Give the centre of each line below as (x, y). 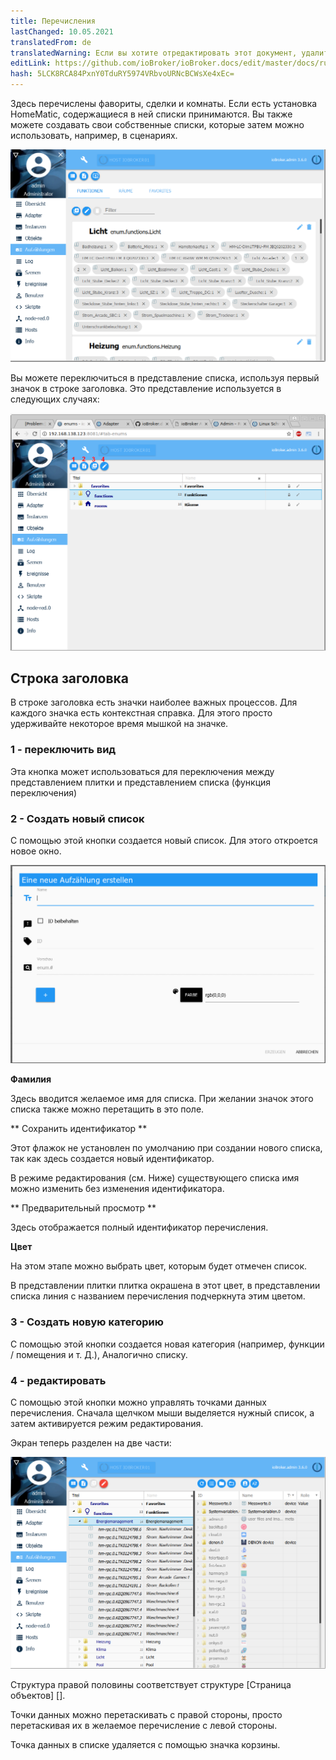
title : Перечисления (53, 21)
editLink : (31, 63)
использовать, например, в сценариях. (94, 135)
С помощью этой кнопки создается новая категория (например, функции (167, 1344)
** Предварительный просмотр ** (83, 1208)
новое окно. (36, 851)
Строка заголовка (69, 678)
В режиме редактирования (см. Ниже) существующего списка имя (155, 1178)
